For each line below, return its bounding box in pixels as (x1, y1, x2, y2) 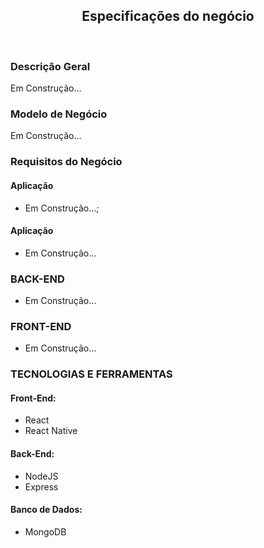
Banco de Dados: (10, 504, 83, 516)
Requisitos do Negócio (10, 155, 123, 169)
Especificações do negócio (81, 8, 255, 25)
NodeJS (24, 470, 59, 482)
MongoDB (24, 525, 67, 538)
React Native (24, 425, 78, 437)
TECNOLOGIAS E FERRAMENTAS (10, 367, 173, 381)
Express (24, 480, 59, 493)
